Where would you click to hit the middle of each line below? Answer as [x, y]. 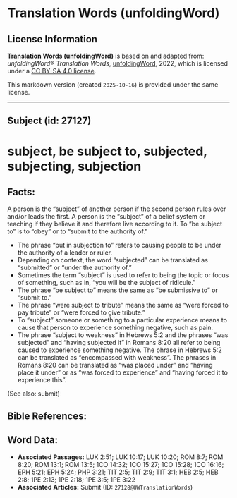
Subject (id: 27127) [49, 121]
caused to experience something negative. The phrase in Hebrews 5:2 [120, 350]
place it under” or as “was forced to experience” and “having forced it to [122, 372]
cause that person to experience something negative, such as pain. [115, 328]
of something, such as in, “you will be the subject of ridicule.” [107, 283]
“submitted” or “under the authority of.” [74, 268]
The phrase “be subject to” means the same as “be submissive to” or [118, 290]
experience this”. [42, 380]
